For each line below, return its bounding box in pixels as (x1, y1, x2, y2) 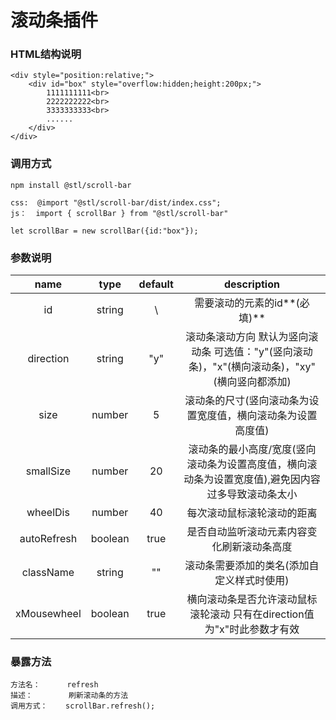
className (21, 566, 75, 580)
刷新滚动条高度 (221, 540, 293, 554)
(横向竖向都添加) (213, 375, 292, 389)
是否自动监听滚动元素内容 (186, 525, 308, 539)
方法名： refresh (10, 680, 99, 690)
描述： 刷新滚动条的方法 (10, 691, 129, 701)
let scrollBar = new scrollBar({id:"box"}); (10, 226, 199, 236)
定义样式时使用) (214, 574, 290, 588)
